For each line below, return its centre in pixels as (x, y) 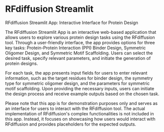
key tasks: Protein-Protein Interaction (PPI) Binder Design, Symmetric (76, 48)
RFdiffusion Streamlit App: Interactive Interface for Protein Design (72, 23)
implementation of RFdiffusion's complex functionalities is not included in (80, 113)
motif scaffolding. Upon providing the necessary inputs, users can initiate (80, 88)
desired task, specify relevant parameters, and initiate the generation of (78, 58)
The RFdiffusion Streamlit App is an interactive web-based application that (81, 32)
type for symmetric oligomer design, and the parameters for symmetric (77, 83)
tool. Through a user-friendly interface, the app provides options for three (80, 42)
